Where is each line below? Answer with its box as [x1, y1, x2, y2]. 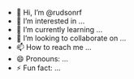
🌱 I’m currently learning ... [15, 25, 103, 34]
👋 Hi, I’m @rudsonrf [15, 8, 83, 17]
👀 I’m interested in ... [15, 16, 85, 26]
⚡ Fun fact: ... [15, 63, 61, 73]
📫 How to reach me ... [15, 43, 92, 52]
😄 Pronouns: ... [15, 54, 69, 64]
